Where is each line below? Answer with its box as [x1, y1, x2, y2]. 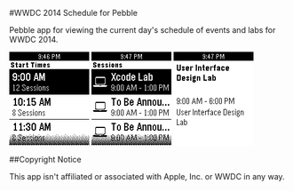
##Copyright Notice [9, 155, 82, 164]
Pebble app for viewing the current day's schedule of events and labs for [9, 25, 276, 35]
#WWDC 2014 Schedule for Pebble [9, 8, 138, 18]
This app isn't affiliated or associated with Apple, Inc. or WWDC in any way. [9, 171, 286, 181]
